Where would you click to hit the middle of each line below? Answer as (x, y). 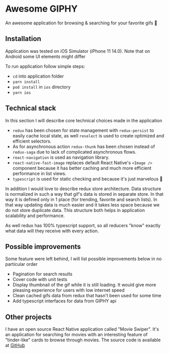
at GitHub (15, 345)
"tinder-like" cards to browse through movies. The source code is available (83, 340)
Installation (23, 39)
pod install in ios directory (41, 87)
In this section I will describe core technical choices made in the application (84, 120)
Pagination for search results (42, 274)
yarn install (26, 82)
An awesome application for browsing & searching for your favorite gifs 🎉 (81, 23)
